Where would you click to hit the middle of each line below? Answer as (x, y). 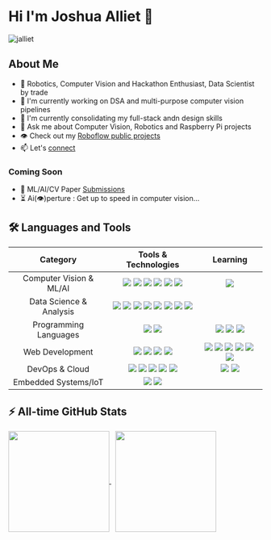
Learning (230, 259)
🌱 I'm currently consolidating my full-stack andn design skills (121, 118)
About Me (33, 64)
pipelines (35, 109)
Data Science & (58, 301)
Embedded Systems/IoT (58, 382)
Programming (58, 324)
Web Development (58, 352)
